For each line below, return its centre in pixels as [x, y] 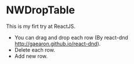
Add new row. [31, 56]
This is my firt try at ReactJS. [41, 26]
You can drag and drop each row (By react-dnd [71, 37]
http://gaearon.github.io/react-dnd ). [57, 44]
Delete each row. [35, 49]
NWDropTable [40, 10]
